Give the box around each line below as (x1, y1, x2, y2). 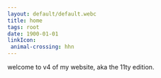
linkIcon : (7, 37, 37, 44)
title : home (7, 17, 43, 24)
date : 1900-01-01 (7, 30, 59, 38)
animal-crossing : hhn (10, 43, 74, 50)
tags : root (7, 23, 40, 30)
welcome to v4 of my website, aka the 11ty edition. (7, 63, 155, 71)
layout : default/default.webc (7, 10, 97, 18)
